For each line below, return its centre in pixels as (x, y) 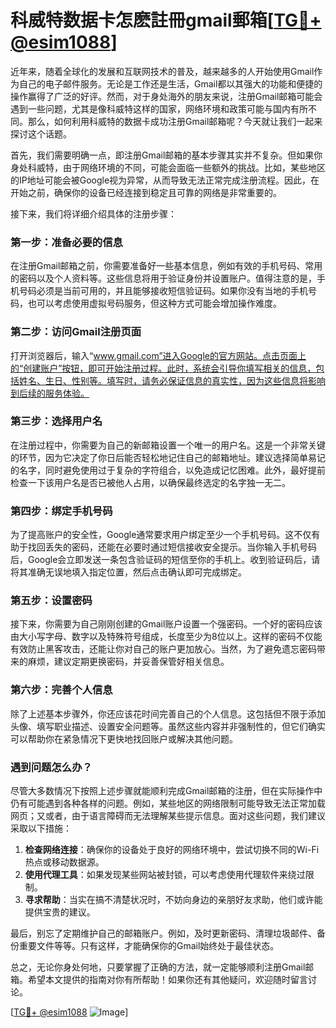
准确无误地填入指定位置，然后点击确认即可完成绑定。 (137, 572)
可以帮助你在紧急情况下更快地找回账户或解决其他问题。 (124, 738)
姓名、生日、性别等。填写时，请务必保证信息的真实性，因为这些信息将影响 (172, 380)
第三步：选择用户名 (56, 421)
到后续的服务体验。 (50, 393)
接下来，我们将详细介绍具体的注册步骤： (93, 213)
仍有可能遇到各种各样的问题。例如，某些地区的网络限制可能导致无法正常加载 (168, 803)
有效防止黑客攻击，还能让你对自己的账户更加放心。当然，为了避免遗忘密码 (163, 649)
